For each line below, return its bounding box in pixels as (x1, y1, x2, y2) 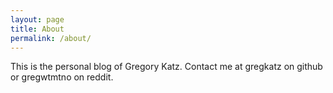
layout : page (10, 14, 65, 25)
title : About (10, 24, 65, 34)
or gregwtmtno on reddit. (10, 71, 114, 83)
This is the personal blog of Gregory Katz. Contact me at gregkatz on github (10, 61, 323, 73)
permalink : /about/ (10, 33, 92, 43)
